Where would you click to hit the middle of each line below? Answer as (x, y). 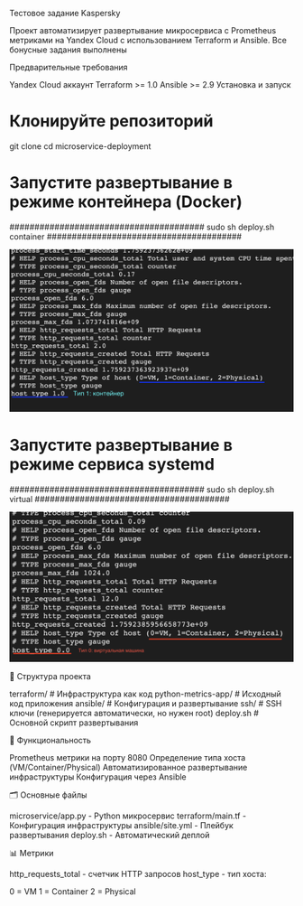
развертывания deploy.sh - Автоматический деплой (110, 836)
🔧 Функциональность (50, 741)
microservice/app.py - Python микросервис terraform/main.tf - (128, 816)
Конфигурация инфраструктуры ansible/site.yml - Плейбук (122, 826)
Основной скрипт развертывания (74, 723)
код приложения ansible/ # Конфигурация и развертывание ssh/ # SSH (146, 704)
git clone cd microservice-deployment (80, 146)
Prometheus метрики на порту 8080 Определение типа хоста (128, 758)
